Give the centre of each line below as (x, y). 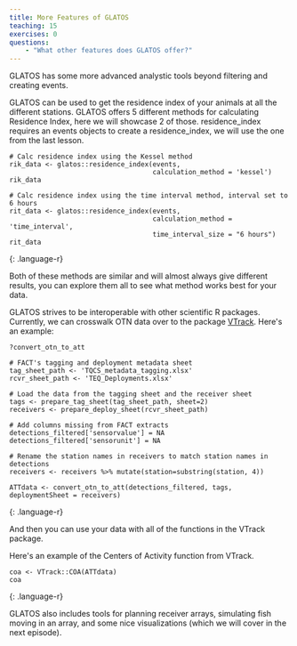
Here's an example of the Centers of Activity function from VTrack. (132, 556)
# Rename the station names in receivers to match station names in (139, 456)
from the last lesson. (47, 141)
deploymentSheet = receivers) (65, 496)
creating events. (39, 85)
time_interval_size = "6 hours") (214, 235)
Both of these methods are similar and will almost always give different (139, 276)
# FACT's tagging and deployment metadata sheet (101, 363)
